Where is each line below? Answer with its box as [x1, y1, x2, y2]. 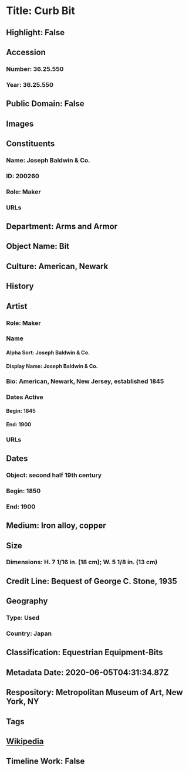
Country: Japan [6, 629, 52, 637]
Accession [6, 47, 46, 57]
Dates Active [6, 393, 44, 401]
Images [6, 118, 34, 128]
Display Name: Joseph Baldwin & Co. [6, 362, 98, 369]
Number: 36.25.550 [6, 65, 64, 73]
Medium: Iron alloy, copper [6, 521, 107, 531]
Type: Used [6, 614, 40, 622]
